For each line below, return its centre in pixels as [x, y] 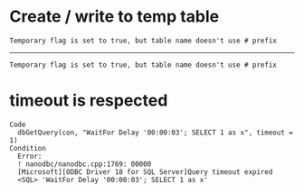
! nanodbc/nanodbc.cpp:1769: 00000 [85, 164]
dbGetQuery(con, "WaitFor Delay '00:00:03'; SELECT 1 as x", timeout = [156, 133]
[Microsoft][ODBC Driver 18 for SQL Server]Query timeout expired [145, 172]
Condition [28, 148]
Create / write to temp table [114, 17]
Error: [30, 156]
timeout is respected [89, 101]
